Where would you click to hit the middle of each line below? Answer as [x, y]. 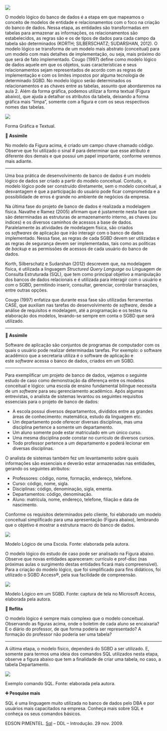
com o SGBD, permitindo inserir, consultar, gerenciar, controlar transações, [82, 285]
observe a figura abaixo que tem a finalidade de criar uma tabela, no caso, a [83, 659]
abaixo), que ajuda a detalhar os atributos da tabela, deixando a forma [77, 96]
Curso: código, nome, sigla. [41, 484]
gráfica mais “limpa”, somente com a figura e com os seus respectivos [77, 102]
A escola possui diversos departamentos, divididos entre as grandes [83, 411]
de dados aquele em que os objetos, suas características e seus [71, 65]
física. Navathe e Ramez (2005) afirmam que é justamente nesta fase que [81, 212]
